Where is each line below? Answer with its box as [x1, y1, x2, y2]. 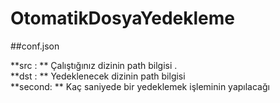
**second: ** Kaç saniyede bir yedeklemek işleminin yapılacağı [10, 80, 270, 92]
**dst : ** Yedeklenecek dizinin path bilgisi [10, 70, 186, 82]
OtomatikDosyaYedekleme [10, 7, 235, 30]
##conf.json [10, 40, 60, 52]
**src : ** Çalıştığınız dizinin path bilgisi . [10, 59, 178, 71]
